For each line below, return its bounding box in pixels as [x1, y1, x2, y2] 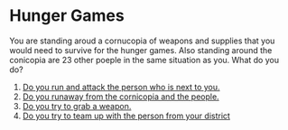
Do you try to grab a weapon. [22, 100, 132, 111]
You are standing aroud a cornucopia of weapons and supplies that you [9, 35, 275, 46]
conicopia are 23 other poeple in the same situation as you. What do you [9, 54, 280, 65]
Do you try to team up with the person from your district [22, 110, 230, 121]
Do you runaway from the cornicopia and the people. [22, 91, 219, 102]
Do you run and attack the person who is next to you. [22, 81, 220, 92]
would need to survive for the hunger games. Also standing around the [9, 44, 273, 55]
